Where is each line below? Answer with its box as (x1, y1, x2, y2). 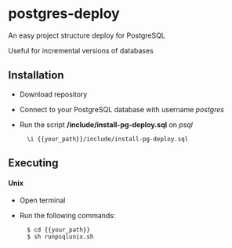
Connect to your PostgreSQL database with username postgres (19, 104, 225, 114)
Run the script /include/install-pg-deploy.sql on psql (19, 119, 194, 129)
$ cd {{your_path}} (27, 226, 90, 234)
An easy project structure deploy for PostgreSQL (8, 31, 166, 40)
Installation (8, 68, 64, 82)
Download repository (19, 89, 88, 99)
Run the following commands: (19, 211, 116, 221)
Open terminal (19, 195, 66, 205)
